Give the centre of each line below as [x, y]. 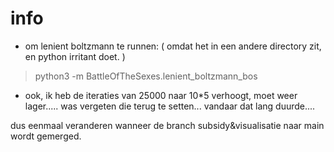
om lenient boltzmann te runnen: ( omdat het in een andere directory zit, [173, 46]
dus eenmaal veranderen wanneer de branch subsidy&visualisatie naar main [167, 125]
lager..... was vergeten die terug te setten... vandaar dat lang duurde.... [170, 106]
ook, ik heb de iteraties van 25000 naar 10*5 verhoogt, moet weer [161, 95]
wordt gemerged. [46, 136]
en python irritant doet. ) [75, 56]
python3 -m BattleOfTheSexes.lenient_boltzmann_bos [146, 76]
